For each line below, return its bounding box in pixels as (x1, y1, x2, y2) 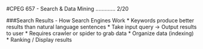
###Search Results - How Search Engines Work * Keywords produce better (6, 17, 195, 24)
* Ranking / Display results (6, 36, 72, 43)
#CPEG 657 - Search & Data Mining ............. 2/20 (6, 5, 129, 12)
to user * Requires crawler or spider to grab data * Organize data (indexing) (6, 30, 195, 37)
